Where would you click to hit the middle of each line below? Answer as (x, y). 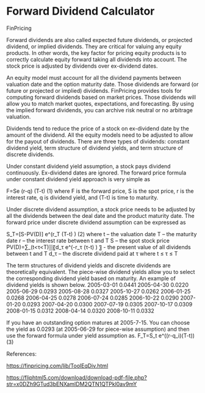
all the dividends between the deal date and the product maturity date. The (100, 215)
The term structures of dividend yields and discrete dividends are (88, 265)
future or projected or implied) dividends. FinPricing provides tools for (94, 90)
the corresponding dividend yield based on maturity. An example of (91, 278)
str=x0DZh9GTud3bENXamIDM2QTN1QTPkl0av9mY (72, 384)
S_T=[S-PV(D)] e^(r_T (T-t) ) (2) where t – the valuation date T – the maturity (102, 234)
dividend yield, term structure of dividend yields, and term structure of (95, 148)
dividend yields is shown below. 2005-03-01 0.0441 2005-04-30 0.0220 (98, 284)
